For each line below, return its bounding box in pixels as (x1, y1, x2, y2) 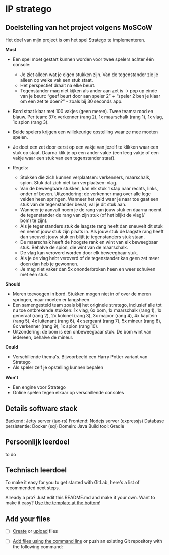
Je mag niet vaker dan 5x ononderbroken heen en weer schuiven (20, 266, 156, 272)
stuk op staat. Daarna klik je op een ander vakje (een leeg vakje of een (12, 150, 159, 155)
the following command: (12, 544, 63, 550)
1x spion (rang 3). (12, 119, 49, 125)
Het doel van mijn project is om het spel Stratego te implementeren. (5, 36, 145, 43)
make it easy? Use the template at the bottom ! (5, 500, 101, 506)
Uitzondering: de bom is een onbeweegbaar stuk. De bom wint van (12, 329, 152, 335)
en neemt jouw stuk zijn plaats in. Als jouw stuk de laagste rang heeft (20, 229, 164, 234)
